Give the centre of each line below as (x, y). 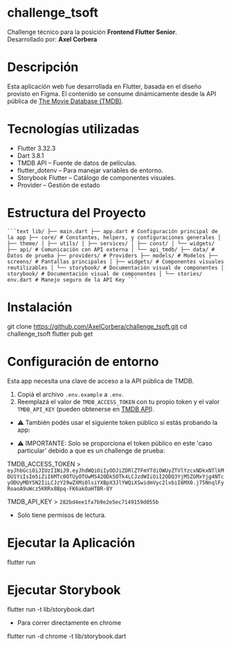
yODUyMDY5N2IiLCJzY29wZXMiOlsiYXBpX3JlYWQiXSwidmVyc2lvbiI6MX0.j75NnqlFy (116, 482)
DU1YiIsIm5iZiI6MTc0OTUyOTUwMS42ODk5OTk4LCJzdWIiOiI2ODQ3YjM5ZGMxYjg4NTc (116, 476)
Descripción (43, 67)
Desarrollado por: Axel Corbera (52, 39)
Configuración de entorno (83, 362)
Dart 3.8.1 (30, 155)
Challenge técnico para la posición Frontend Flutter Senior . (92, 32)
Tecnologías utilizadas (73, 129)
